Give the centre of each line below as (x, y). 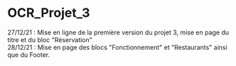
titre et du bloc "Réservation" (50, 39)
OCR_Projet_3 (49, 13)
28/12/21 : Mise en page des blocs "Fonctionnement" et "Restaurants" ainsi (117, 47)
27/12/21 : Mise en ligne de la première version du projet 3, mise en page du (118, 32)
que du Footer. (29, 55)
